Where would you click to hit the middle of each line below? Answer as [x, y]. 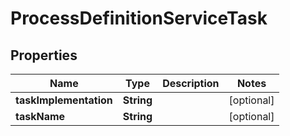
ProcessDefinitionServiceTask [139, 18]
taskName [40, 116]
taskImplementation [64, 100]
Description [191, 83]
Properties [44, 55]
